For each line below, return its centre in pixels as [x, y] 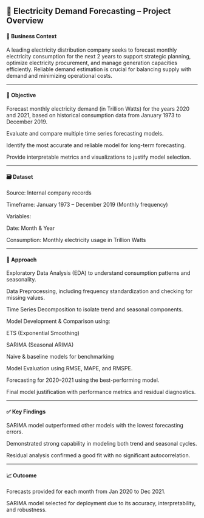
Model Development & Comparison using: [58, 321]
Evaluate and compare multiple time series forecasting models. [85, 133]
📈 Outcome [22, 475]
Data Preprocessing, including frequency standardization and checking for [100, 291]
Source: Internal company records [49, 193]
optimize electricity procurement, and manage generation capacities [92, 63]
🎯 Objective [21, 95]
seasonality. [21, 280]
